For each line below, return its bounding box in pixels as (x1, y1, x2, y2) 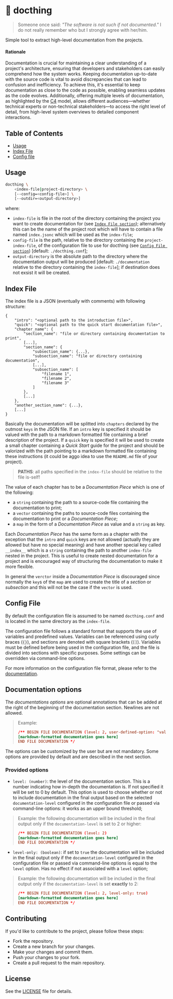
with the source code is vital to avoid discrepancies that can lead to (5, 76, 147, 82)
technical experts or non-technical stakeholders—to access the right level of (5, 103, 166, 109)
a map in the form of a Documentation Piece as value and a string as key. (12, 521, 165, 527)
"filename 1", (41, 372, 72, 377)
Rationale (5, 49, 26, 55)
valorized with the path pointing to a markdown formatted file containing (5, 448, 157, 454)
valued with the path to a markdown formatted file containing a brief (5, 432, 148, 438)
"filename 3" (41, 380, 70, 385)
